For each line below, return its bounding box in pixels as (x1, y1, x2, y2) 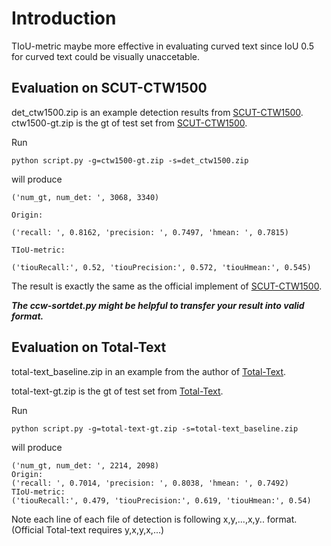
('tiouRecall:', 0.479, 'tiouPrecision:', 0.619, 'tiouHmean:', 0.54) (11, 495, 312, 506)
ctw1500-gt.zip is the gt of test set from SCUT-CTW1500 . (11, 117, 248, 129)
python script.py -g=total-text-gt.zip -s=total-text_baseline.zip (11, 423, 299, 434)
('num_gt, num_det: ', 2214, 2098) (11, 460, 160, 471)
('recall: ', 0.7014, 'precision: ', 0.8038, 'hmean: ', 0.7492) (11, 478, 289, 488)
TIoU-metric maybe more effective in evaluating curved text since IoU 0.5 (11, 40, 314, 52)
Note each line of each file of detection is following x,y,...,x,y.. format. (11, 513, 298, 525)
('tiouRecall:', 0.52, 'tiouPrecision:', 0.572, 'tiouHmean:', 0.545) (11, 262, 312, 272)
